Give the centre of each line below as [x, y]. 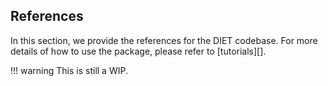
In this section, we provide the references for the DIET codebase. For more [164, 40]
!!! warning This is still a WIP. [69, 70]
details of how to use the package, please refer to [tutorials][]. [138, 51]
